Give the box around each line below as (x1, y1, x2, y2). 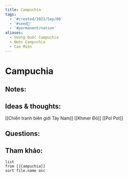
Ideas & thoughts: (5, 102, 61, 111)
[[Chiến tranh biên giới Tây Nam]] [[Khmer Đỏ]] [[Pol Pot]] (5, 115, 124, 121)
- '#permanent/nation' (9, 26, 57, 31)
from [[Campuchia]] (5, 164, 46, 169)
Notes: (5, 85, 26, 94)
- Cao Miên (9, 44, 32, 49)
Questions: (5, 129, 40, 138)
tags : (5, 12, 16, 17)
